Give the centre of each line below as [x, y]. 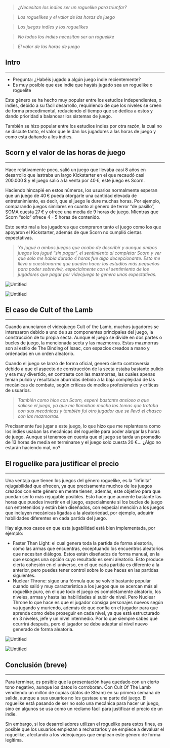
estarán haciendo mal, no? [33, 448]
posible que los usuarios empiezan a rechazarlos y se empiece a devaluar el [85, 729]
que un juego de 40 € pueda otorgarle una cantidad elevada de [71, 195]
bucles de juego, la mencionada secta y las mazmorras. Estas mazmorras [82, 343]
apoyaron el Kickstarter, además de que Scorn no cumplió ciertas [73, 232]
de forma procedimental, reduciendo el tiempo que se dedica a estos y [79, 110]
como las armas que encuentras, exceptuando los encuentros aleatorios [88, 548]
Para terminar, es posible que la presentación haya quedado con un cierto [82, 682]
